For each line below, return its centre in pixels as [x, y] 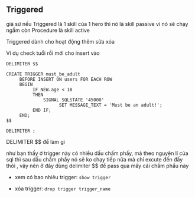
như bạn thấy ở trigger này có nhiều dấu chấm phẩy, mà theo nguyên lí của [97, 153]
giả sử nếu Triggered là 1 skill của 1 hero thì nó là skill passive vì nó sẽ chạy [97, 24]
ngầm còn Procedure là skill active [48, 30]
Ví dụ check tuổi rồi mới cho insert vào [53, 53]
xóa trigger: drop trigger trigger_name [63, 189]
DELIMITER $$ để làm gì [36, 141]
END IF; [42, 110]
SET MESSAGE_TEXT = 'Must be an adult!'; [110, 105]
